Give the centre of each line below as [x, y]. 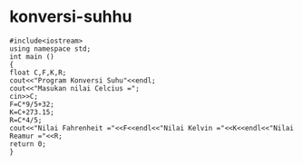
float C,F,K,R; [38, 73]
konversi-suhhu [71, 17]
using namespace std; [50, 49]
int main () [32, 56]
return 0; [28, 144]
